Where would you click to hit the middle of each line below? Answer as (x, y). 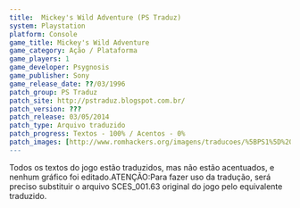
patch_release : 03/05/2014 (59, 117)
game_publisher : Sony (50, 76)
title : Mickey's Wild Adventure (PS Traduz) (95, 17)
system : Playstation (48, 26)
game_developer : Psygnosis (59, 68)
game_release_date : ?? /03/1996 (67, 84)
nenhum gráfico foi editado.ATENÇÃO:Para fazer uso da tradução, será (140, 177)
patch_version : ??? (46, 109)
